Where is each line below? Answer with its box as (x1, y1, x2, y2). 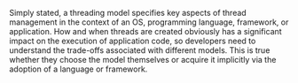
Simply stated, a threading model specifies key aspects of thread (9, 8, 247, 18)
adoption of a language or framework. (9, 64, 148, 74)
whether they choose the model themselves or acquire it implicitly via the (9, 55, 277, 64)
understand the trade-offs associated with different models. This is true (9, 45, 271, 56)
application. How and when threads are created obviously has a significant (9, 26, 282, 36)
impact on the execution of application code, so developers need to (9, 35, 256, 46)
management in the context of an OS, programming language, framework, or (9, 17, 289, 27)
